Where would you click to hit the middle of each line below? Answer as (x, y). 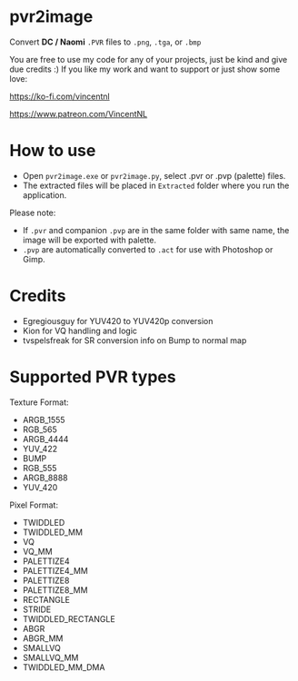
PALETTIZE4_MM (55, 570)
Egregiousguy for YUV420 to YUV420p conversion (118, 321)
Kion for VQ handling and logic (80, 331)
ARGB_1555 (44, 419)
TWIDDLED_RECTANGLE (69, 618)
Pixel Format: (34, 505)
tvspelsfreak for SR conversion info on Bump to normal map (134, 340)
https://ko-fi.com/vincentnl (60, 96)
